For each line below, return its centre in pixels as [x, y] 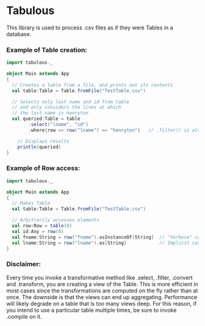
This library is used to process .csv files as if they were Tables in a [90, 28]
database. [19, 34]
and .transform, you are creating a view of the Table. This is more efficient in [102, 284]
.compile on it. [24, 316]
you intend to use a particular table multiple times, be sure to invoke [92, 310]
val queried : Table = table [46, 119]
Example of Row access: [43, 168]
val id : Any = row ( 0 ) [38, 231]
